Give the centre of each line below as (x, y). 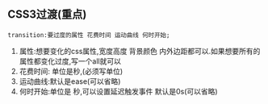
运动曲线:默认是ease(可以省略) (70, 81)
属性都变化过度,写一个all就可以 (70, 61)
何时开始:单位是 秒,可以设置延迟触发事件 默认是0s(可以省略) (119, 91)
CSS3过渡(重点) (47, 15)
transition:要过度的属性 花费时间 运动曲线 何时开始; (89, 35)
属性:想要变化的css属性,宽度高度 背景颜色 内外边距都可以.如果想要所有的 (140, 51)
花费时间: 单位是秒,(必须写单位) (71, 71)
